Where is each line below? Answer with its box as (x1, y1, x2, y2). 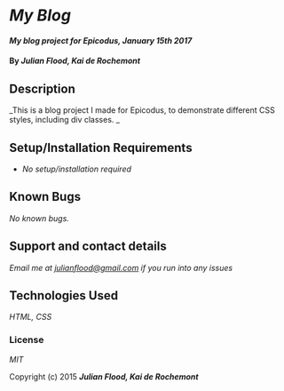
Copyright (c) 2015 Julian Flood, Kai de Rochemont (9, 371, 199, 382)
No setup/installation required (21, 164, 131, 174)
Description (9, 81, 75, 96)
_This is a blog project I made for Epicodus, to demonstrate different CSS (9, 105, 275, 116)
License (9, 334, 44, 347)
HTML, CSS (9, 312, 52, 323)
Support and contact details (9, 239, 167, 254)
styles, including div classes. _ (9, 115, 120, 125)
